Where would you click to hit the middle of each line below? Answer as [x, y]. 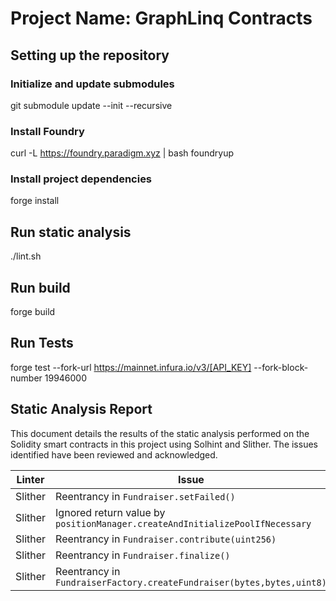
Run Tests [42, 343]
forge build [33, 312]
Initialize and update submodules [92, 84]
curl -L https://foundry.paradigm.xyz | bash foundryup [122, 153]
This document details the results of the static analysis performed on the [160, 433]
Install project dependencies [81, 179]
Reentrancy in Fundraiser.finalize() [143, 555]
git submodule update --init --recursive [91, 105]
